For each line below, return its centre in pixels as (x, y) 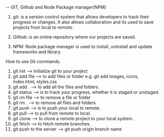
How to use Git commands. (33, 61)
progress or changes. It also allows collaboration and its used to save (83, 22)
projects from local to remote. (43, 27)
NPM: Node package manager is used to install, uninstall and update (82, 46)
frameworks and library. (37, 52)
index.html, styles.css (35, 82)
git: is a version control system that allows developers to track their (81, 17)
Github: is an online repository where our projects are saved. (74, 37)
